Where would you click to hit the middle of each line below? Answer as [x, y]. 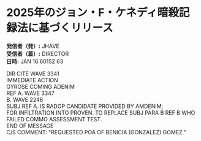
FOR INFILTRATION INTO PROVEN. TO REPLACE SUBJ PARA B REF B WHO [101, 112]
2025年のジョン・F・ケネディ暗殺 [93, 13]
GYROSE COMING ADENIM [41, 86]
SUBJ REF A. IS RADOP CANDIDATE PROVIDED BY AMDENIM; [85, 106]
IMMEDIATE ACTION [32, 80]
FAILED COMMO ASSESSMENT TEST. [54, 119]
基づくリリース [76, 28]
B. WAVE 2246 [25, 99]
